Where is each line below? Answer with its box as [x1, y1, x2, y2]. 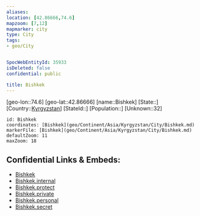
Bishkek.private [15, 190, 54, 198]
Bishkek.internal [15, 178, 56, 185]
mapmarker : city [6, 26, 48, 32]
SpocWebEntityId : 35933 [6, 59, 67, 65]
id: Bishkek [6, 117, 37, 123]
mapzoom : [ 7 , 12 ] [6, 20, 48, 26]
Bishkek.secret [15, 203, 53, 211]
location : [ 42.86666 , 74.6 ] [6, 15, 75, 21]
